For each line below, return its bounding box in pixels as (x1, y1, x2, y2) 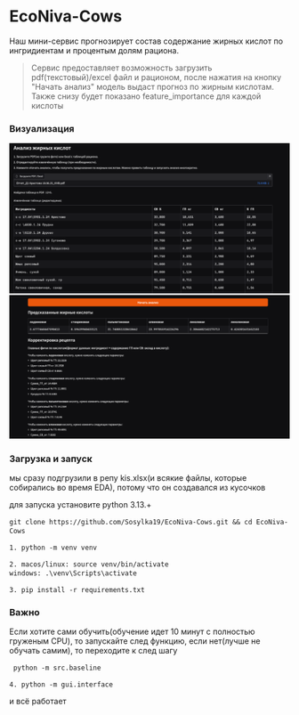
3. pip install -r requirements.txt (9, 586, 145, 595)
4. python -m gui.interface (9, 680, 114, 689)
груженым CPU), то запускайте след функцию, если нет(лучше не (9, 636, 261, 646)
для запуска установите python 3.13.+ (9, 500, 152, 510)
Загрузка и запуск (9, 452, 93, 465)
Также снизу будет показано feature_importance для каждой (30, 91, 262, 102)
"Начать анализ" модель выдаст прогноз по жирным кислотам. (30, 81, 274, 92)
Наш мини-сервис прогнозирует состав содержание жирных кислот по (9, 36, 283, 46)
